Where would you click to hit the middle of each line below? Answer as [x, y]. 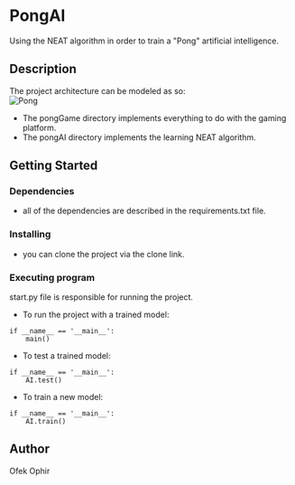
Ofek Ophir [30, 471]
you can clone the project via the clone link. [103, 254]
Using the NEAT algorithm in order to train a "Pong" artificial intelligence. [144, 41]
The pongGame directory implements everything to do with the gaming [154, 117]
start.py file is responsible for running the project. [101, 297]
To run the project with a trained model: [96, 315]
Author [29, 449]
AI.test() [44, 380]
